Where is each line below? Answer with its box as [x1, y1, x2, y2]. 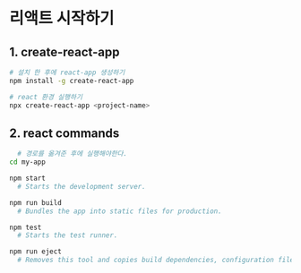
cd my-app [9, 158, 47, 166]
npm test [9, 223, 42, 232]
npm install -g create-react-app [9, 76, 134, 85]
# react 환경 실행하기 [9, 92, 83, 101]
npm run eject [9, 247, 63, 256]
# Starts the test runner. [17, 231, 118, 240]
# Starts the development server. [17, 182, 146, 191]
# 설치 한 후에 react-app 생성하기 [9, 68, 125, 77]
